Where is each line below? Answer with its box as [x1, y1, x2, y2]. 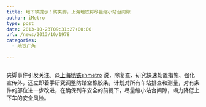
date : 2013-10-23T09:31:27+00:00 [6, 26, 92, 32]
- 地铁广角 [12, 43, 36, 50]
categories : [6, 37, 37, 43]
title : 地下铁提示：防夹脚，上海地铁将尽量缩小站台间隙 [6, 9, 131, 15]
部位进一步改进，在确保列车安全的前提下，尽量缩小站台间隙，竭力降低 [17, 86, 194, 94]
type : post [6, 20, 34, 26]
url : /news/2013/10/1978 [6, 32, 70, 38]
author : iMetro [6, 15, 45, 21]
